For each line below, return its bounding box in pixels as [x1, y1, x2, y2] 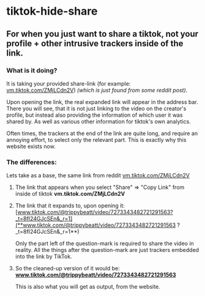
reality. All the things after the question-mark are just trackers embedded [15, 246, 199, 254]
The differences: [6, 158, 57, 166]
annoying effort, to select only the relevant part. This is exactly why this [6, 136, 187, 143]
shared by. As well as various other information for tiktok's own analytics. [6, 117, 191, 125]
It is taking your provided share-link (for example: [6, 80, 131, 87]
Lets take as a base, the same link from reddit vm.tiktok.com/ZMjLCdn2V [6, 172, 190, 179]
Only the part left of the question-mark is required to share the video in [15, 240, 194, 247]
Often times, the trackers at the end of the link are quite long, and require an [6, 130, 198, 137]
